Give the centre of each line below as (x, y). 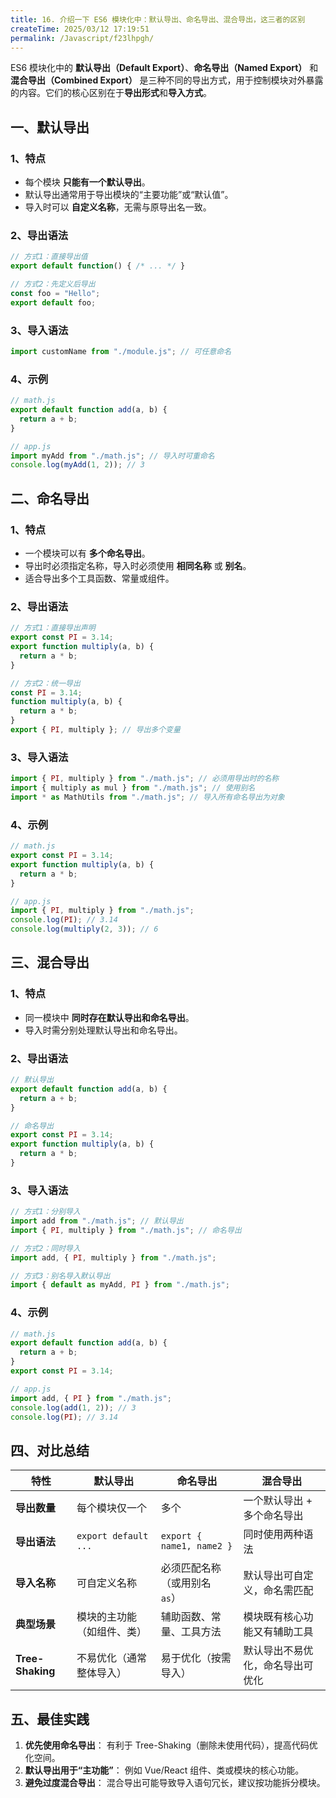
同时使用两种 (273, 1534)
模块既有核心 (273, 1617)
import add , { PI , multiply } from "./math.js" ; (113, 1257)
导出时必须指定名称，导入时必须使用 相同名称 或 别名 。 (138, 566)
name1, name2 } (196, 1546)
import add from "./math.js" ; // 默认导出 (97, 1221)
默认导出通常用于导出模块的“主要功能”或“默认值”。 (129, 195)
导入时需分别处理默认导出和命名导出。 (103, 1030)
